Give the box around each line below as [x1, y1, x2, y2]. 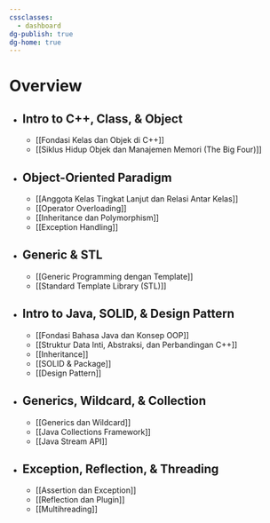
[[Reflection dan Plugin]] [35, 495, 125, 505]
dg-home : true [9, 37, 62, 47]
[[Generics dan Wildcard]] [35, 416, 131, 427]
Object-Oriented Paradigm [21, 170, 172, 185]
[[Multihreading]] [35, 503, 98, 515]
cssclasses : [9, 12, 53, 22]
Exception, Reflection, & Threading [21, 461, 219, 476]
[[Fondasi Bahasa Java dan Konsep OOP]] [35, 329, 189, 340]
